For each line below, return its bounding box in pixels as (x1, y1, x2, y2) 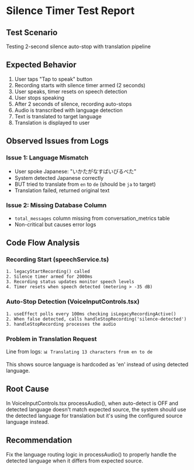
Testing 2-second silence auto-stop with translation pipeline (6, 43, 151, 50)
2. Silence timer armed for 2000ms (6, 274, 93, 280)
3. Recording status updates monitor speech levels (6, 279, 134, 285)
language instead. (6, 418, 50, 425)
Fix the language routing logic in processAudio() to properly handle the (6, 451, 177, 458)
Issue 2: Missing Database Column (6, 201, 107, 209)
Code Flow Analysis (6, 238, 80, 248)
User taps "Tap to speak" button (14, 75, 92, 83)
